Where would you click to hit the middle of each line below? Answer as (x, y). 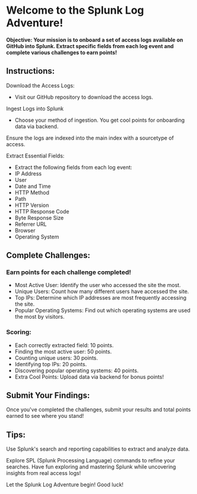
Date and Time (33, 186)
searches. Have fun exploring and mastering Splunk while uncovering (91, 467)
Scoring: (19, 332)
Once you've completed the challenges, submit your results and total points (99, 410)
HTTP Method (32, 192)
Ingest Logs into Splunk (35, 108)
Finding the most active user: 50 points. (63, 351)
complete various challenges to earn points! (62, 52)
